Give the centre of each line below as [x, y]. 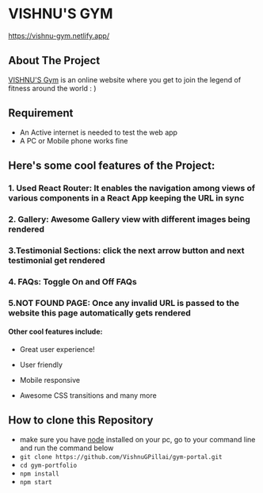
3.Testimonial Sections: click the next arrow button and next [126, 250]
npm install [39, 474]
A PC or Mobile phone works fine [74, 140]
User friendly [41, 365]
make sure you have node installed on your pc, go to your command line [137, 439]
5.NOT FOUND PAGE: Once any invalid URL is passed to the [124, 303]
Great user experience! [57, 349]
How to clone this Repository [81, 420]
